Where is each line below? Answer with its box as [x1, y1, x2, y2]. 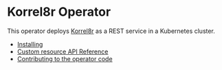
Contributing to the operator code [16, 54, 113, 62]
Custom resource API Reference [16, 47, 109, 56]
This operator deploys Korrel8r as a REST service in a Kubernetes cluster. [7, 27, 215, 35]
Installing [16, 40, 43, 48]
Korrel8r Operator [7, 4, 111, 20]
